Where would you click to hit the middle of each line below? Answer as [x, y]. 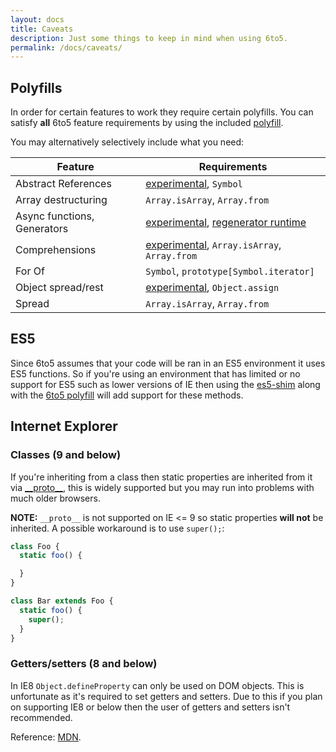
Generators [42, 229]
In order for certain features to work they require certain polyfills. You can [162, 112]
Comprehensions [56, 250]
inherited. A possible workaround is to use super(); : [117, 528]
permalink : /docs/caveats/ [66, 47]
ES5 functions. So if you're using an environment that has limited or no [155, 373]
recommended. [41, 717]
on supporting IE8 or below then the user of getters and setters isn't [150, 707]
